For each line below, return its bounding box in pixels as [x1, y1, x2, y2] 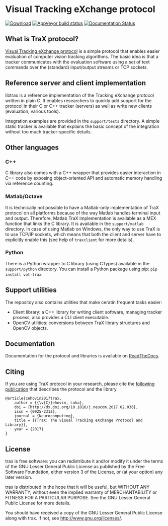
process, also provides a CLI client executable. [12, 314, 110, 320]
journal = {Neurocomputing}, [14, 414, 75, 419]
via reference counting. [5, 180, 54, 187]
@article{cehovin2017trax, [5, 396, 62, 401]
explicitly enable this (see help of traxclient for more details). [5, 237, 134, 243]
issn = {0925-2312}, [14, 409, 57, 414]
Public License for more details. [5, 500, 71, 506]
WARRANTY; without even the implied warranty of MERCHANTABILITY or [5, 489, 157, 495]
